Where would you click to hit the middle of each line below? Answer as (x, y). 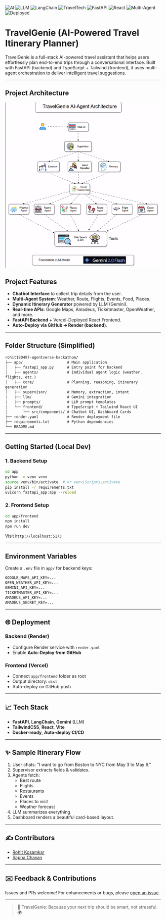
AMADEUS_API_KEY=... (26, 598)
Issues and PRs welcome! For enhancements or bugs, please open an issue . (83, 893)
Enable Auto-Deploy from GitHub (47, 652)
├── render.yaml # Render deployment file (63, 417)
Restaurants (32, 791)
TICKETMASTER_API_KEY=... (32, 593)
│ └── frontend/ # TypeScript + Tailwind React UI (72, 407)
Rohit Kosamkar (28, 852)
